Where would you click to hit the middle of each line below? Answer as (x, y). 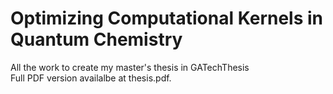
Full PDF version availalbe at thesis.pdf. (91, 78)
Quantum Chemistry (96, 39)
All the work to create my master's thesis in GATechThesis (130, 67)
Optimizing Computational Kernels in (167, 18)
